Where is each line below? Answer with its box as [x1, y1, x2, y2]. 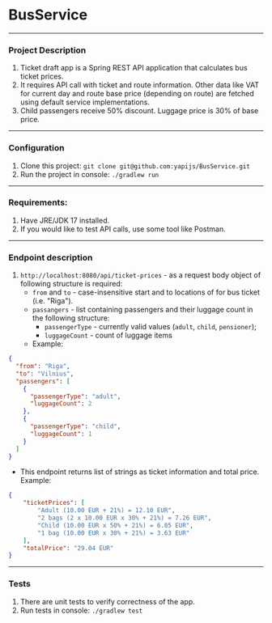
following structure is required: [19, 279, 123, 289]
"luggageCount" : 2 [29, 400, 92, 408]
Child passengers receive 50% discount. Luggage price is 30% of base [19, 106, 259, 116]
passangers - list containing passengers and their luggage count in [32, 305, 253, 315]
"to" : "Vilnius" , [15, 370, 74, 378]
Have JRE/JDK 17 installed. [19, 215, 110, 225]
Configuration [8, 142, 65, 154]
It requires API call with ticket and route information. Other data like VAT [19, 80, 260, 90]
